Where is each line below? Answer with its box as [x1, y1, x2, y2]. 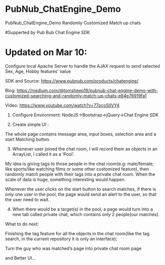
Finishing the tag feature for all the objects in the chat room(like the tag [5, 230, 150, 236]
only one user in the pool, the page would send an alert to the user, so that [5, 191, 157, 197]
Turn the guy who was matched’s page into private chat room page [5, 245, 142, 251]
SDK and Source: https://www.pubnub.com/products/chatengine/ [5, 78, 139, 84]
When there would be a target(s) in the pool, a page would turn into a [12, 206, 153, 212]
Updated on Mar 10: [5, 47, 87, 58]
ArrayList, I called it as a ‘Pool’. [12, 151, 75, 157]
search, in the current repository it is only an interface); [5, 236, 118, 242]
